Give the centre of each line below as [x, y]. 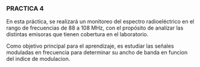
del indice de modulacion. [38, 59]
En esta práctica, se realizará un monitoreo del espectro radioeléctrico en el [100, 22]
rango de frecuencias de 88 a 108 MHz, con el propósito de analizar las [95, 28]
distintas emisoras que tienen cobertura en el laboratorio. [77, 34]
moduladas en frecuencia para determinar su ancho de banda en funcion [97, 53]
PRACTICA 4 [25, 8]
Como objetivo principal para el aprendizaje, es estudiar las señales [90, 46]
